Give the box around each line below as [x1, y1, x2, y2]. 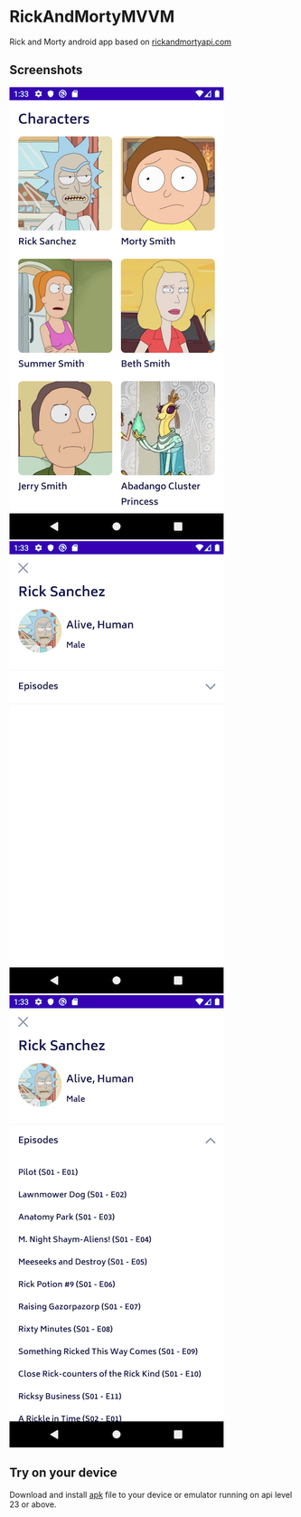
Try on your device [9, 1465, 118, 1481]
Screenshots [9, 62, 83, 78]
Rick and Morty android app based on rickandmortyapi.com [9, 36, 232, 47]
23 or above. [9, 1499, 57, 1510]
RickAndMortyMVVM [9, 6, 175, 27]
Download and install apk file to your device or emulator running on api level [9, 1489, 293, 1500]
